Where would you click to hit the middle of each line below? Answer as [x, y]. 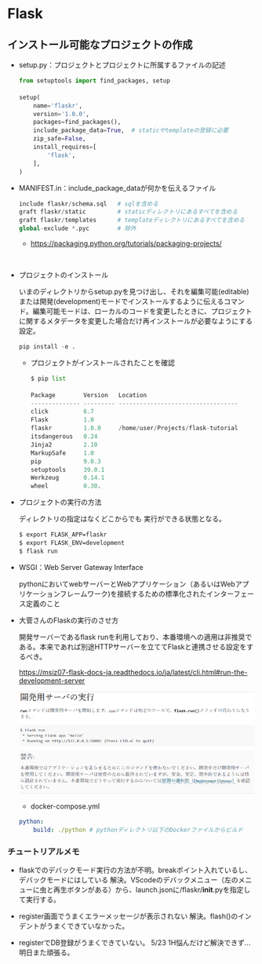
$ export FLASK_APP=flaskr [63, 535]
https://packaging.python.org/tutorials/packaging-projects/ [126, 243]
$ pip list [48, 378]
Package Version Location [88, 395]
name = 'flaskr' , [58, 106]
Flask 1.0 [62, 420]
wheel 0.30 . [65, 486]
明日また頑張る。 [46, 953]
